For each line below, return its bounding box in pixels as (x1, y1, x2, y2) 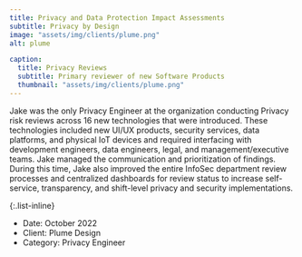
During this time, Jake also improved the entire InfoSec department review (9, 163, 287, 173)
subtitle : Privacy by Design (9, 22, 120, 31)
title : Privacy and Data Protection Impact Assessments (9, 13, 225, 23)
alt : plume (9, 38, 51, 48)
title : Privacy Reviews (17, 64, 107, 73)
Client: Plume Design (22, 227, 102, 238)
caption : (9, 55, 43, 64)
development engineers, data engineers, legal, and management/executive (9, 143, 289, 154)
